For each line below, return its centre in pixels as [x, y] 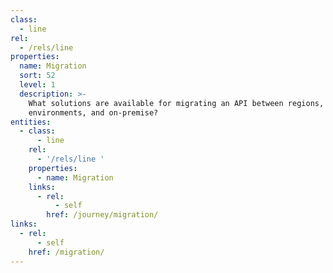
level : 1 [37, 85]
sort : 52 [37, 76]
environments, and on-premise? [93, 112]
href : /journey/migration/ [102, 215]
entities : [31, 122]
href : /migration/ [66, 252]
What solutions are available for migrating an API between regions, [176, 103]
